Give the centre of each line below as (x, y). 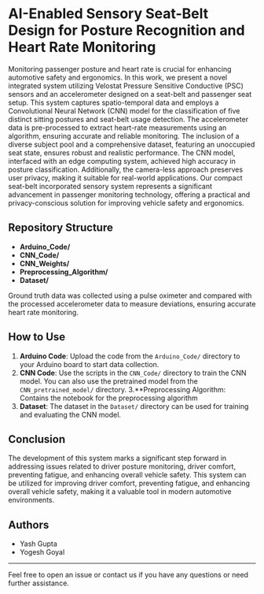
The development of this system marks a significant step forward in (117, 458)
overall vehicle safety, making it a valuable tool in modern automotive (120, 492)
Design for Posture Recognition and (126, 30)
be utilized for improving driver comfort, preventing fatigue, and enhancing (129, 483)
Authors (29, 525)
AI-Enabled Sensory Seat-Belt (108, 14)
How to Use (37, 337)
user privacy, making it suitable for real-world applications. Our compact (125, 177)
